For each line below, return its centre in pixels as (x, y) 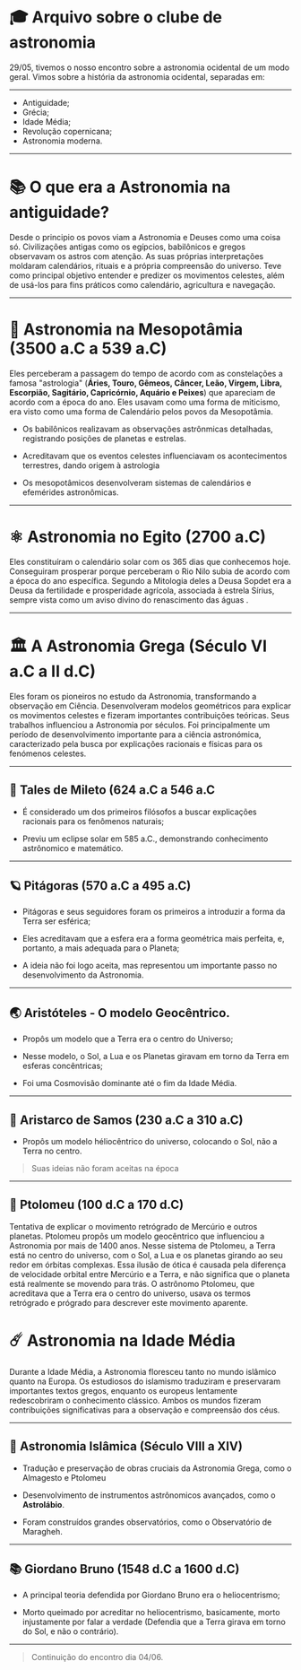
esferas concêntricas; (62, 1066)
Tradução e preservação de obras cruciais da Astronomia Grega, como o (157, 1468)
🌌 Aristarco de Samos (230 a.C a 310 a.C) (126, 1120)
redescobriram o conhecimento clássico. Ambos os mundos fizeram (135, 1400)
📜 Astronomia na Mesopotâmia (126, 330)
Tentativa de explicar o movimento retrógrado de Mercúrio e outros (133, 1226)
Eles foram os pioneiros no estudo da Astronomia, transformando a (133, 696)
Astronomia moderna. (62, 141)
